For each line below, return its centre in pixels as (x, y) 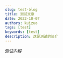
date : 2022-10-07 (22, 18)
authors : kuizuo (21, 23)
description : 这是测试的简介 (32, 37)
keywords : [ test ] (22, 32)
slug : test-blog (21, 9)
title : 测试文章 (20, 14)
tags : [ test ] (18, 28)
